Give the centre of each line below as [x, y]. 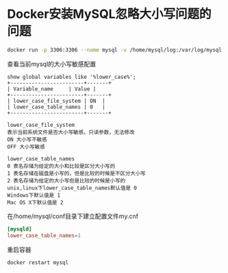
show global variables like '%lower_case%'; [72, 77]
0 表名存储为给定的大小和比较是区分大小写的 [61, 166]
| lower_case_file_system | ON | [56, 101]
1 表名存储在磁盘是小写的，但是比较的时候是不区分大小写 [76, 173]
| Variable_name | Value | [52, 89]
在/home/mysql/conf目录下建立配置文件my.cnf [73, 216]
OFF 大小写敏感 [26, 147]
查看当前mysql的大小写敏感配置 [52, 64]
